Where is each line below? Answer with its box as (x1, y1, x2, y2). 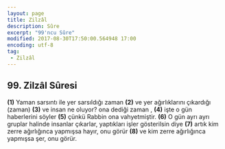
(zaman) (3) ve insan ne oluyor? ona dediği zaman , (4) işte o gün (7, 105, 193, 113)
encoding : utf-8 (7, 42, 54, 49)
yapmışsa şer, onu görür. (7, 134, 78, 142)
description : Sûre (7, 23, 60, 29)
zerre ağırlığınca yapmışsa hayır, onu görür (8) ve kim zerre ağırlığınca (7, 127, 206, 135)
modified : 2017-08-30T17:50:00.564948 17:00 (7, 36, 137, 42)
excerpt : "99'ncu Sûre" (7, 29, 75, 36)
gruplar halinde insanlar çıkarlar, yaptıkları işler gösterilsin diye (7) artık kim (7, 120, 219, 128)
